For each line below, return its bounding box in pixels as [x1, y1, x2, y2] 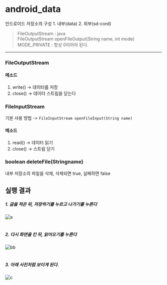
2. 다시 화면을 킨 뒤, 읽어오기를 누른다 [5, 231, 77, 237]
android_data [5, 3, 61, 15]
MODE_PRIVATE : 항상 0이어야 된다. [17, 41, 88, 48]
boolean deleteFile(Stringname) [5, 158, 83, 165]
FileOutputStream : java [17, 30, 66, 36]
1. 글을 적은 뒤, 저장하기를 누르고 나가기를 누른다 [5, 201, 97, 207]
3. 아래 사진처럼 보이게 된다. [5, 262, 59, 268]
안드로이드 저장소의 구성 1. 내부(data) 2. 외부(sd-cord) [5, 20, 111, 26]
